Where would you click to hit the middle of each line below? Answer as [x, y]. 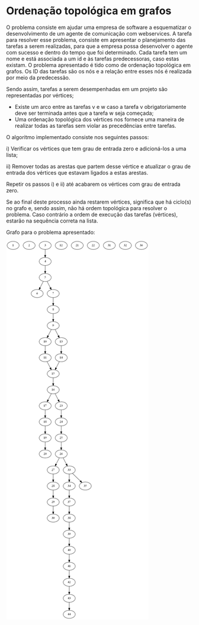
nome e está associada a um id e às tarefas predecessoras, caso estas [93, 59]
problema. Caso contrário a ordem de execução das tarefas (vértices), [92, 214]
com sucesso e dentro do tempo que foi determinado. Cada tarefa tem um [97, 52]
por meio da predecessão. [38, 78]
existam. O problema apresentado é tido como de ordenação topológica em [98, 65]
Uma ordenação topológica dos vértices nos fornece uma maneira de [99, 119]
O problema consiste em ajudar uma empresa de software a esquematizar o [99, 27]
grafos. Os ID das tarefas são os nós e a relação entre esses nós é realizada [99, 71]
